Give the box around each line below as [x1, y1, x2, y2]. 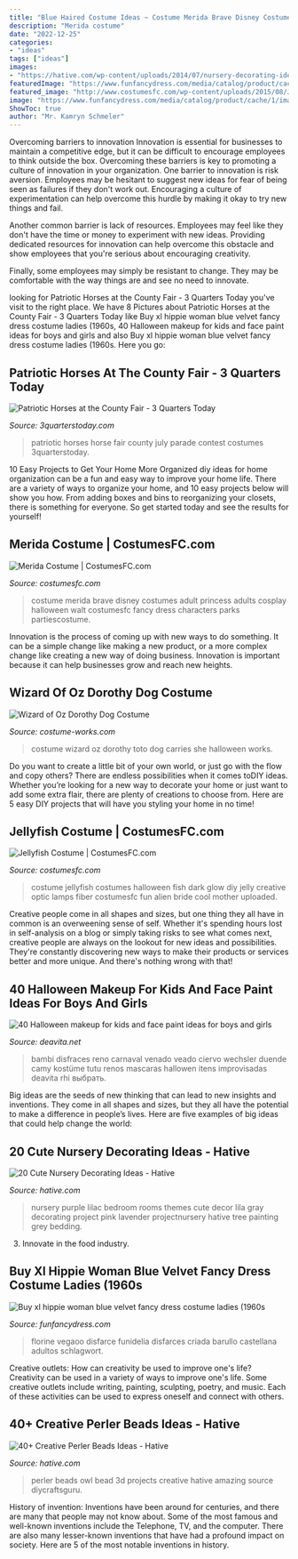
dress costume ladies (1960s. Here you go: [9, 340, 166, 350]
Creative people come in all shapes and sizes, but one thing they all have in [9, 909, 284, 920]
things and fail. [9, 203, 64, 213]
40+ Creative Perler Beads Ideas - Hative [9, 1417, 241, 1432]
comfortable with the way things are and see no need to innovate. [9, 275, 249, 285]
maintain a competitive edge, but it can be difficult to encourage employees [9, 146, 286, 157]
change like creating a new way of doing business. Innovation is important [9, 650, 280, 661]
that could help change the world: [9, 1118, 133, 1129]
